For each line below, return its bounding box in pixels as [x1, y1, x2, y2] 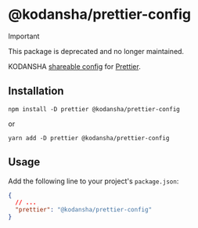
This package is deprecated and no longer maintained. [8, 46, 185, 56]
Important [8, 31, 40, 41]
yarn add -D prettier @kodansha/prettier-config [8, 134, 170, 142]
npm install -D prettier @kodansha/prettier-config [8, 105, 180, 113]
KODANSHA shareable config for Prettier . [8, 61, 141, 71]
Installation [8, 85, 64, 98]
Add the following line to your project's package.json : [8, 176, 179, 186]
